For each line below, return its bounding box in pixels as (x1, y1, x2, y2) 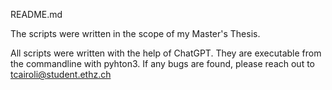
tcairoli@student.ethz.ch (10, 69, 112, 80)
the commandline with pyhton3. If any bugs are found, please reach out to (10, 58, 315, 69)
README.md (10, 9, 63, 20)
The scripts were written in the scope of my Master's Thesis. (10, 28, 261, 39)
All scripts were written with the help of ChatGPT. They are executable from (10, 47, 322, 59)
